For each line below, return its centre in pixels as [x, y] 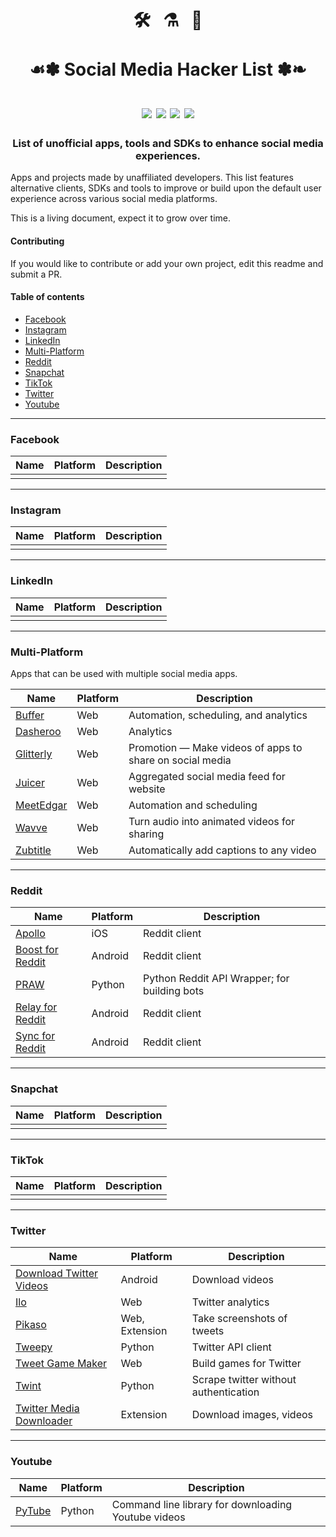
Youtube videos [148, 1517]
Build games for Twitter [246, 1364]
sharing [146, 834]
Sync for [35, 1036]
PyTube [33, 1510]
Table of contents [47, 297]
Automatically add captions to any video [222, 850]
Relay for [36, 1007]
